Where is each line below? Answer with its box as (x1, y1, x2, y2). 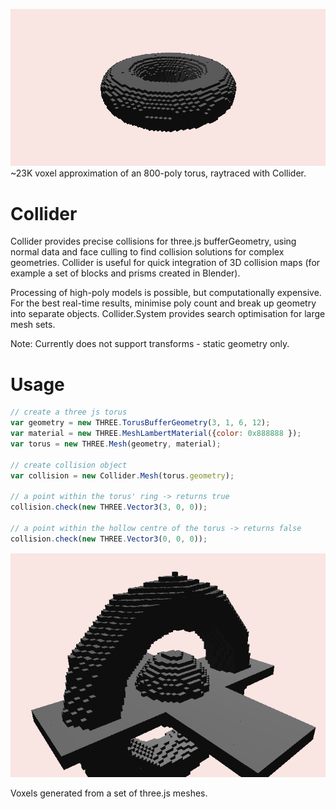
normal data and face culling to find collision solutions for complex (10, 246, 285, 258)
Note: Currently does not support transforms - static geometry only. (10, 338, 290, 350)
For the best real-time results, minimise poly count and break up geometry (10, 297, 317, 309)
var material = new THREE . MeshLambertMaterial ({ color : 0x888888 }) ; (10, 429, 302, 439)
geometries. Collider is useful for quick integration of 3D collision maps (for (10, 257, 321, 269)
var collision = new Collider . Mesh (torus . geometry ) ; (10, 470, 235, 481)
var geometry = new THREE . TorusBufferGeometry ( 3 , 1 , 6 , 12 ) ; (10, 418, 271, 428)
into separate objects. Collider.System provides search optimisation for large (10, 308, 326, 320)
